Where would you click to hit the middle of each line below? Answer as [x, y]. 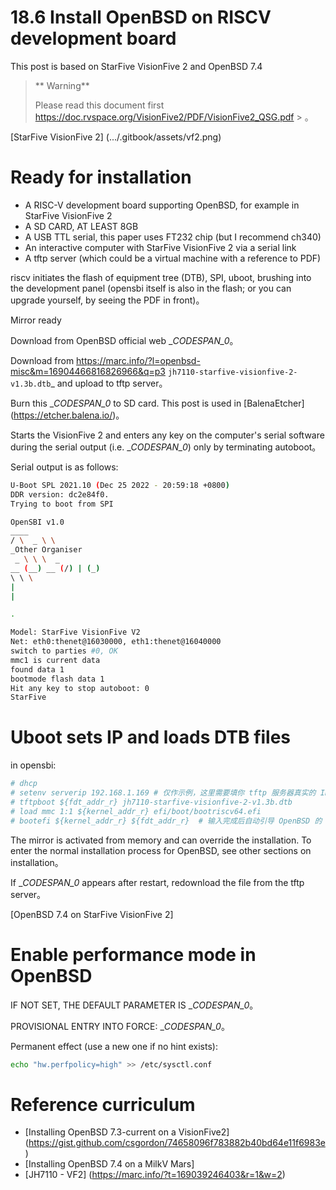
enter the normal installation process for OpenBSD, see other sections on [161, 850]
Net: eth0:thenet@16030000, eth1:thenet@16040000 [116, 642]
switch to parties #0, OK [64, 651]
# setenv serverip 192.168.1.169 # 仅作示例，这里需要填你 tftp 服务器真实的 [163, 793]
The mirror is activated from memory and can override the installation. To [161, 840]
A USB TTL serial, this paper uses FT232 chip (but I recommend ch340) [173, 237]
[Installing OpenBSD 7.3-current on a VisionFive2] [127, 1132]
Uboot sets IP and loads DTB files [151, 737]
